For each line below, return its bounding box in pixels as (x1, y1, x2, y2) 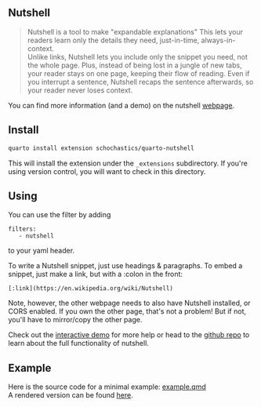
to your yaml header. (8, 246, 75, 256)
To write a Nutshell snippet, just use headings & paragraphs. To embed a (8, 261, 243, 271)
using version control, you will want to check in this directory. (8, 166, 206, 176)
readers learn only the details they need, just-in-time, (27, 35, 200, 45)
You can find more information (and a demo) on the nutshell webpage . (8, 100, 235, 110)
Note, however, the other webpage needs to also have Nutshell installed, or (8, 298, 251, 308)
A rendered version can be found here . (8, 391, 133, 400)
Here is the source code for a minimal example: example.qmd (8, 382, 206, 391)
